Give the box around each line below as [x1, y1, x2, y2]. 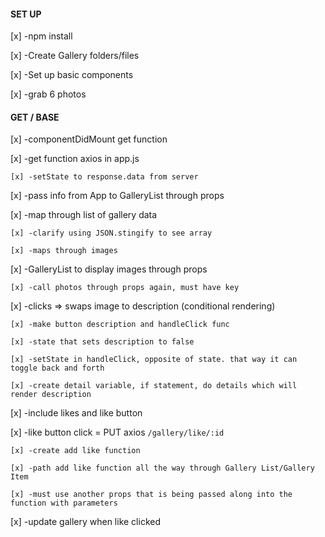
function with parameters [10, 498, 118, 509]
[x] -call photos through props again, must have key [10, 283, 240, 293]
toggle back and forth [10, 363, 105, 374]
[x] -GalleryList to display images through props [10, 263, 208, 275]
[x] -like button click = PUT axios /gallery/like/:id [10, 426, 225, 439]
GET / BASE [10, 111, 60, 123]
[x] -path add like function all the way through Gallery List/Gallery [10, 463, 315, 474]
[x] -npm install [10, 30, 73, 42]
